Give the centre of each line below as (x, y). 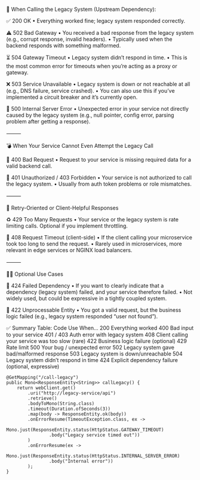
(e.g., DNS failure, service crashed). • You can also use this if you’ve (90, 91)
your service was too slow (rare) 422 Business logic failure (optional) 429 (96, 341)
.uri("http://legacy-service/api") (72, 393)
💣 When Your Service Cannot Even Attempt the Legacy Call (80, 146)
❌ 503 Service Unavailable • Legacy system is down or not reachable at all (98, 84)
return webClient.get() (47, 388)
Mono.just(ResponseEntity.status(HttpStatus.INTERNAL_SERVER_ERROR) (93, 456)
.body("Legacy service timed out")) (94, 435)
